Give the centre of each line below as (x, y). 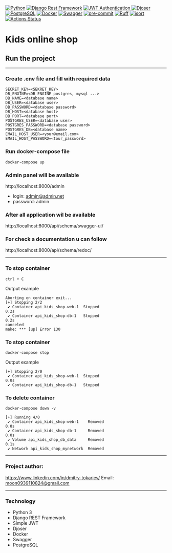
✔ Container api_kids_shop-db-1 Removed (56, 431)
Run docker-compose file (38, 152)
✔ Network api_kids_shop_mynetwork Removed (56, 449)
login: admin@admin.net (38, 196)
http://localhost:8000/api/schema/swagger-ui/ (54, 226)
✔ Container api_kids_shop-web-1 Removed (56, 422)
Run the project (30, 58)
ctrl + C (15, 279)
